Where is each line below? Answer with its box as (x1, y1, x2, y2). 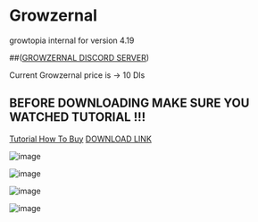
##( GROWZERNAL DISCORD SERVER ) (9, 52, 150, 63)
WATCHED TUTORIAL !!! (9, 109, 146, 125)
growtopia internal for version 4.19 (9, 35, 135, 46)
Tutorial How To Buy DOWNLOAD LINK (9, 133, 152, 144)
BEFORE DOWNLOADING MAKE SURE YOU (9, 96, 250, 111)
